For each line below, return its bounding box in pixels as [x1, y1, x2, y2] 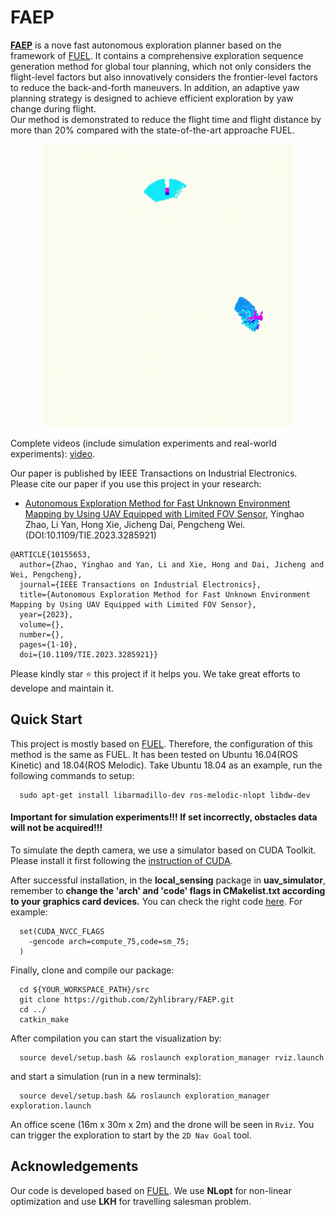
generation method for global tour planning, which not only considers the [10, 60, 312, 72]
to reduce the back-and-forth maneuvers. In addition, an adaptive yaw [10, 81, 300, 93]
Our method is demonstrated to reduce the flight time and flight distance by [10, 113, 322, 125]
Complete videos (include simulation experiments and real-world [10, 437, 277, 449]
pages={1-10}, [19, 639, 78, 650]
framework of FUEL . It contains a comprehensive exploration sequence [10, 49, 304, 61]
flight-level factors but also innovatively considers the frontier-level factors [10, 71, 318, 83]
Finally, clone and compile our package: [10, 964, 175, 976]
